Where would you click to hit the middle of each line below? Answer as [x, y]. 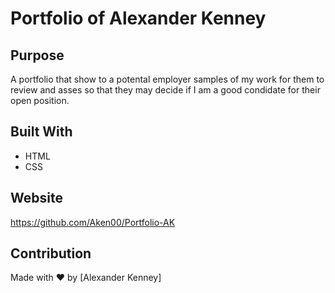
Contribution [51, 253]
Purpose [37, 55]
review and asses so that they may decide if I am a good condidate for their [165, 90]
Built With [41, 132]
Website [36, 198]
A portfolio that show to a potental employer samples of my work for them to [167, 79]
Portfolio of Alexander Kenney [138, 18]
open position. [40, 100]
